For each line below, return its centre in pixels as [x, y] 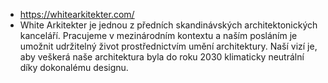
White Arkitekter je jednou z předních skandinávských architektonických [168, 25]
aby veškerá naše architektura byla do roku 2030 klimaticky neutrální [162, 57]
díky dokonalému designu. [74, 67]
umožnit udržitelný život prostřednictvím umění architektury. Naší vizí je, [168, 46]
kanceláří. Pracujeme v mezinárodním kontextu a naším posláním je [158, 35]
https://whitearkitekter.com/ [77, 14]
